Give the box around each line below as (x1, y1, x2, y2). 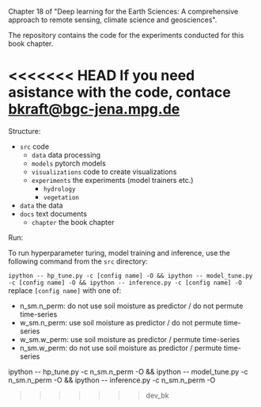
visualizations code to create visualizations (31, 166, 177, 177)
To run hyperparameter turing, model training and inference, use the (8, 248, 231, 257)
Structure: (8, 126, 41, 135)
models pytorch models (31, 158, 107, 168)
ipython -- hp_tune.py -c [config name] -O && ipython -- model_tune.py (8, 272, 253, 280)
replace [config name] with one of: (8, 285, 122, 295)
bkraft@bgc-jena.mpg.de (8, 101, 180, 118)
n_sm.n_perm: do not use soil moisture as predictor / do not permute (19, 301, 244, 310)
